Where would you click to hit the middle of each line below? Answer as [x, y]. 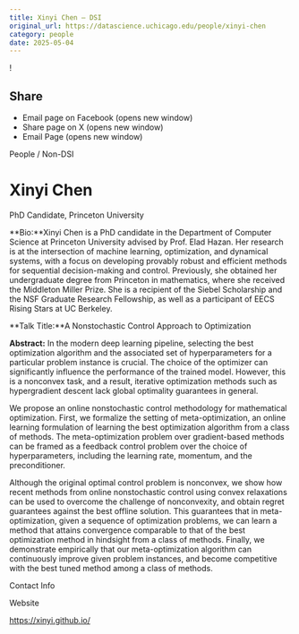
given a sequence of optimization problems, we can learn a [168, 521]
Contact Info [32, 586]
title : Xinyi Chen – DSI [56, 17]
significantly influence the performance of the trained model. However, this [148, 372]
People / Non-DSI [42, 154]
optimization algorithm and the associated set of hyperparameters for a [141, 353]
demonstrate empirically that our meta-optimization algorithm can [131, 549]
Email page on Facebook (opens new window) [107, 118]
